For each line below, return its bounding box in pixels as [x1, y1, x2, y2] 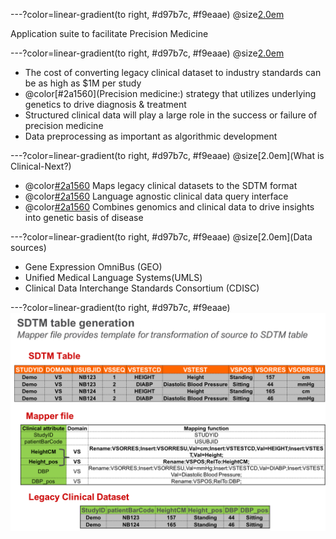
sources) [10, 242, 47, 253]
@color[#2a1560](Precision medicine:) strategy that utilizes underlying [24, 88, 317, 99]
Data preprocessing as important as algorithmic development [24, 130, 278, 142]
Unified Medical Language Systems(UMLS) [24, 272, 203, 283]
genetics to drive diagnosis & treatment [24, 99, 187, 110]
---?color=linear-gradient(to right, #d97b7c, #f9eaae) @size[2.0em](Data [10, 231, 313, 243]
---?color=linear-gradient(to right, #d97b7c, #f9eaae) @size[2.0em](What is [10, 150, 325, 161]
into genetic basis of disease [24, 212, 144, 223]
